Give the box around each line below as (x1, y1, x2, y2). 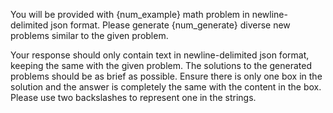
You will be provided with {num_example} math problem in (10, 9, 250, 20)
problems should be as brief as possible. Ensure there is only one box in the (10, 70, 323, 82)
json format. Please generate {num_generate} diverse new (50, 19, 291, 31)
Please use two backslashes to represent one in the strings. (10, 92, 257, 103)
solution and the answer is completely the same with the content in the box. (10, 81, 322, 93)
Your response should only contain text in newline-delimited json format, (10, 49, 310, 61)
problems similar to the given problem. (10, 30, 169, 41)
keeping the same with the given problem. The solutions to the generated (10, 60, 312, 71)
